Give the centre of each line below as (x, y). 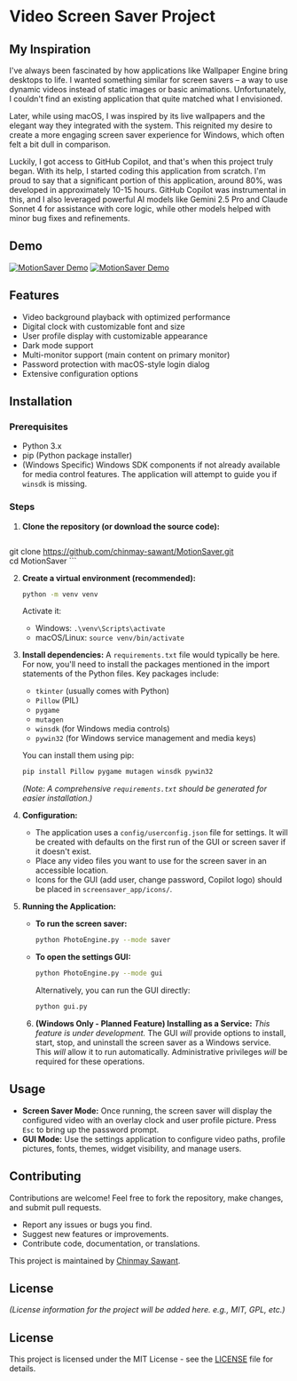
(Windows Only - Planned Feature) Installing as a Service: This (152, 1023)
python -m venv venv (60, 594)
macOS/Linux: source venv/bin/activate (109, 638)
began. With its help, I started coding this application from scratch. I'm (137, 171)
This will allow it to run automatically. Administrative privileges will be (161, 1051)
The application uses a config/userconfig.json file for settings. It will (161, 833)
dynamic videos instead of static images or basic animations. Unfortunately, (148, 89)
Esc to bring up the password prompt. (90, 1130)
